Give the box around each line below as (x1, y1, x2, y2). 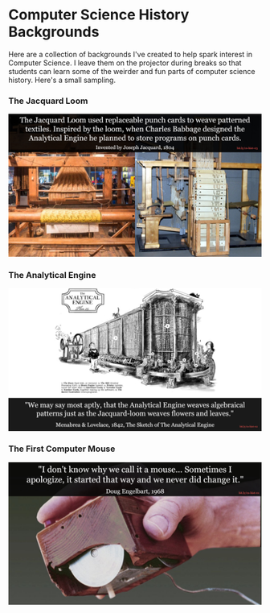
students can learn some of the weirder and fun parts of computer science (8, 66, 256, 76)
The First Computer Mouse (8, 443, 116, 454)
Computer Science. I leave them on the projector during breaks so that (8, 58, 242, 68)
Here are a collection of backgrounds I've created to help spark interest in (8, 49, 253, 59)
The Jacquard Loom (8, 95, 88, 106)
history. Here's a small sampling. (8, 75, 117, 85)
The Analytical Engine (8, 269, 96, 280)
